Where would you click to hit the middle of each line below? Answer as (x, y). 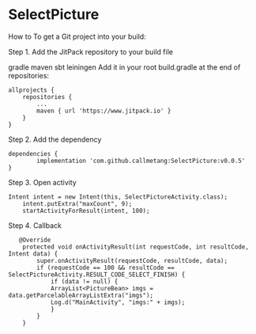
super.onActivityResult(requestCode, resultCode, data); (132, 260)
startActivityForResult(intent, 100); (86, 211)
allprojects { (32, 90)
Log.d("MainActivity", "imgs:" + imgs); (118, 302)
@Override (35, 240)
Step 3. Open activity (42, 182)
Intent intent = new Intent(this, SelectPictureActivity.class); (118, 197)
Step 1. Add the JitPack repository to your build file (91, 51)
